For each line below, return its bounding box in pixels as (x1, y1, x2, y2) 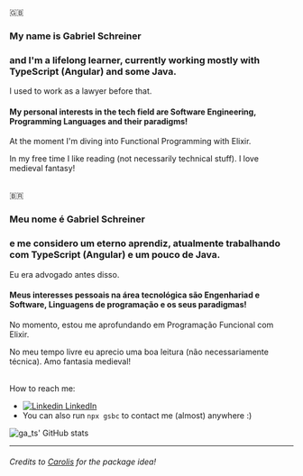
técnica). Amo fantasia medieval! (9, 355, 132, 367)
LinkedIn (65, 400, 97, 411)
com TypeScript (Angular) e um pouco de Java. (9, 249, 221, 261)
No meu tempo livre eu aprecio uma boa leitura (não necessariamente (9, 346, 269, 357)
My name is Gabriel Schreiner (9, 30, 142, 42)
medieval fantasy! (9, 163, 76, 174)
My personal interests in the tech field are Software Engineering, (9, 106, 257, 117)
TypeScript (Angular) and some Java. (9, 65, 178, 78)
